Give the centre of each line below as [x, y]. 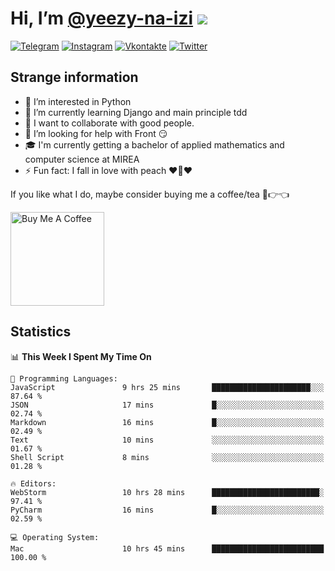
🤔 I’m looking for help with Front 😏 [96, 133]
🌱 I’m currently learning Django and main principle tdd [136, 112]
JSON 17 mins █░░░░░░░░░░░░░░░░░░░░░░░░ [167, 405]
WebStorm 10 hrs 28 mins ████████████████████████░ [167, 492]
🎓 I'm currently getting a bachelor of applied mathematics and [154, 144]
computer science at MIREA [82, 159]
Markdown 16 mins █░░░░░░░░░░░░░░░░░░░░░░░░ [167, 422]
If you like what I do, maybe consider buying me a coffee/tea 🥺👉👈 [150, 194]
